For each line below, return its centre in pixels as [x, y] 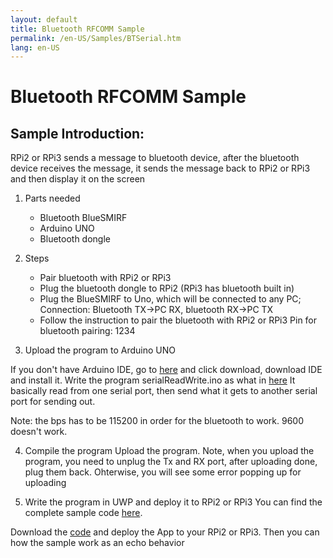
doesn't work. [39, 432]
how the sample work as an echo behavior [97, 543]
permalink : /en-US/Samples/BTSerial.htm [96, 38]
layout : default [44, 19]
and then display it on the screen [78, 179]
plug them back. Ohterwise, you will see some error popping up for [163, 472]
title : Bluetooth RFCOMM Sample [77, 29]
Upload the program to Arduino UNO [100, 350]
